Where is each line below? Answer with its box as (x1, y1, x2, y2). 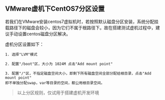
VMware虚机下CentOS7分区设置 (5, 4, 105, 13)
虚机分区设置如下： (5, 41, 44, 47)
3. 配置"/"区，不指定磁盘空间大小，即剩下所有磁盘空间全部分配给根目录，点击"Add (5, 71, 151, 76)
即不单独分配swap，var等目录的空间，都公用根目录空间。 (5, 80, 105, 85)
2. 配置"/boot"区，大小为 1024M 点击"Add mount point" (5, 61, 113, 66)
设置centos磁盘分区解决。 (18, 31, 71, 37)
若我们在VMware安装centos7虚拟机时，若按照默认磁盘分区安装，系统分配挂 (5, 19, 159, 25)
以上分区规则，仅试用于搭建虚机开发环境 (17, 90, 99, 96)
